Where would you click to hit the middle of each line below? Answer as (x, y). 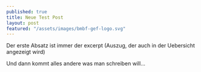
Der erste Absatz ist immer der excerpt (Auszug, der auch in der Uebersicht (101, 46)
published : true (27, 12)
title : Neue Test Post (35, 17)
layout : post (23, 23)
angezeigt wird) (26, 52)
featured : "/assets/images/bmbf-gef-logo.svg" (66, 28)
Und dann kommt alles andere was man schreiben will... (76, 64)
